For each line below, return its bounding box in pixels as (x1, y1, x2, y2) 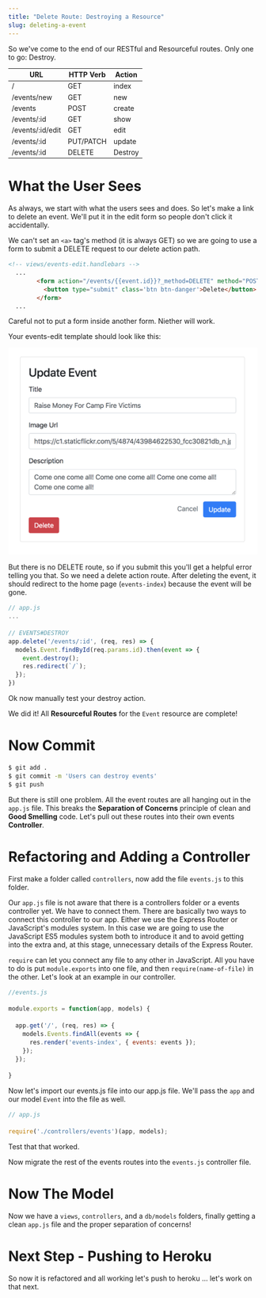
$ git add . (8, 763, 47, 771)
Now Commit (8, 737, 96, 755)
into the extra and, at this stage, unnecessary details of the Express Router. (8, 939, 253, 950)
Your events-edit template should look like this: (8, 332, 161, 341)
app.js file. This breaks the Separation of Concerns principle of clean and (8, 803, 251, 813)
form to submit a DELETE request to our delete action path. (8, 244, 200, 253)
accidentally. (8, 220, 50, 230)
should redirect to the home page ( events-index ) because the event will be (8, 579, 252, 589)
